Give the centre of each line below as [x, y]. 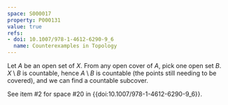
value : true [24, 26]
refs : [15, 33]
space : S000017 [29, 14]
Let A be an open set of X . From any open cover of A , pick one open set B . [114, 66]
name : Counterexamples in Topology [65, 46]
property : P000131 [34, 20]
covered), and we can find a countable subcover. [78, 80]
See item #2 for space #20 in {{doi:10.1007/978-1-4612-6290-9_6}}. [105, 94]
